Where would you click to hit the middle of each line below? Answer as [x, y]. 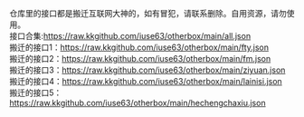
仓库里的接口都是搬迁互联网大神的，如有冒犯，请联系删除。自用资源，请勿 [148, 13]
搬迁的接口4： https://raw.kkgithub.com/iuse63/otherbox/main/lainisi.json [146, 81]
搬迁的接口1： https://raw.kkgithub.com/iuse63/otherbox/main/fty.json [139, 47]
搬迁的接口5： [36, 93]
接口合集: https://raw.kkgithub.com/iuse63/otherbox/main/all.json [130, 36]
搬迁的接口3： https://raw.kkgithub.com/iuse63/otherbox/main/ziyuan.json [147, 70]
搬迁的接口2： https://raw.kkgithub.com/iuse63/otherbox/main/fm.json [140, 58]
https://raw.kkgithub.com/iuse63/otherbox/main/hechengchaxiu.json [138, 103]
